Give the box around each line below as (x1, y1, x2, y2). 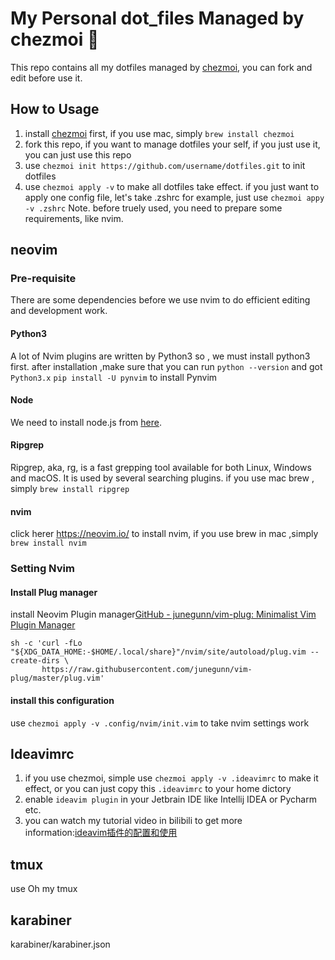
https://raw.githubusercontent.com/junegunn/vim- (41, 665, 253, 675)
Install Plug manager (10, 586, 98, 598)
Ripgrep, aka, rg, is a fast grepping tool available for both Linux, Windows (10, 462, 312, 474)
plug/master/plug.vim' (10, 673, 105, 684)
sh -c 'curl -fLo (10, 638, 83, 649)
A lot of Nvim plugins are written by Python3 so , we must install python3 (10, 350, 311, 362)
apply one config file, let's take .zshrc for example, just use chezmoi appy (24, 191, 325, 203)
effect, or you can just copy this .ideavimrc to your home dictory (24, 783, 292, 795)
